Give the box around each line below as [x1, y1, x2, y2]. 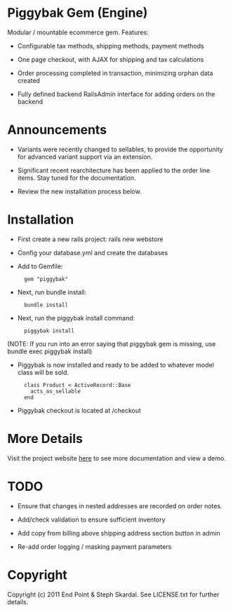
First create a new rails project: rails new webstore [17, 235, 164, 243]
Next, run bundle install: [17, 287, 86, 296]
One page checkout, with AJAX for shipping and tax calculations [17, 55, 204, 64]
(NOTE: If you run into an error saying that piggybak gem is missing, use [7, 339, 216, 348]
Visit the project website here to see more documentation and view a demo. [7, 454, 226, 462]
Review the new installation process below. [17, 187, 142, 196]
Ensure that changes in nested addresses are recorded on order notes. [17, 501, 222, 510]
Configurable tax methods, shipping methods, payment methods [17, 41, 205, 50]
